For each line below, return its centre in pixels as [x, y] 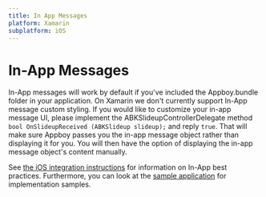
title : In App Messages [48, 16]
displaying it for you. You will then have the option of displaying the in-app [131, 143]
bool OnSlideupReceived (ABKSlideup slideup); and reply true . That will [128, 127]
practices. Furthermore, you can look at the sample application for [117, 176]
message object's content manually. [68, 152]
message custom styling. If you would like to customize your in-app [120, 110]
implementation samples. [50, 184]
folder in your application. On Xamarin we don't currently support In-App [128, 101]
